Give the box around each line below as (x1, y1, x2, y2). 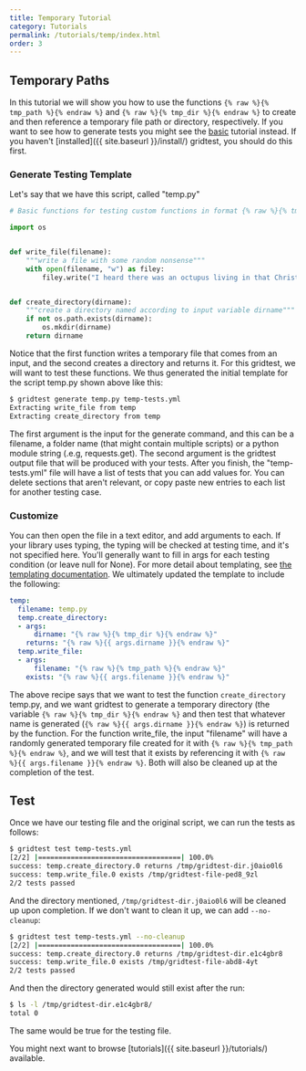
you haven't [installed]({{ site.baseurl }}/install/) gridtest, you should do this (9, 136, 293, 147)
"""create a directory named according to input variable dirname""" (25, 306, 296, 315)
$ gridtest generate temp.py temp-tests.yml (9, 394, 181, 404)
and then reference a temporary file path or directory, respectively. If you (9, 116, 284, 128)
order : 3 (9, 38, 43, 48)
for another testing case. (9, 486, 102, 498)
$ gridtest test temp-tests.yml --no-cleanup (9, 932, 185, 941)
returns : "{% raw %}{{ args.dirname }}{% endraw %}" (25, 638, 230, 648)
